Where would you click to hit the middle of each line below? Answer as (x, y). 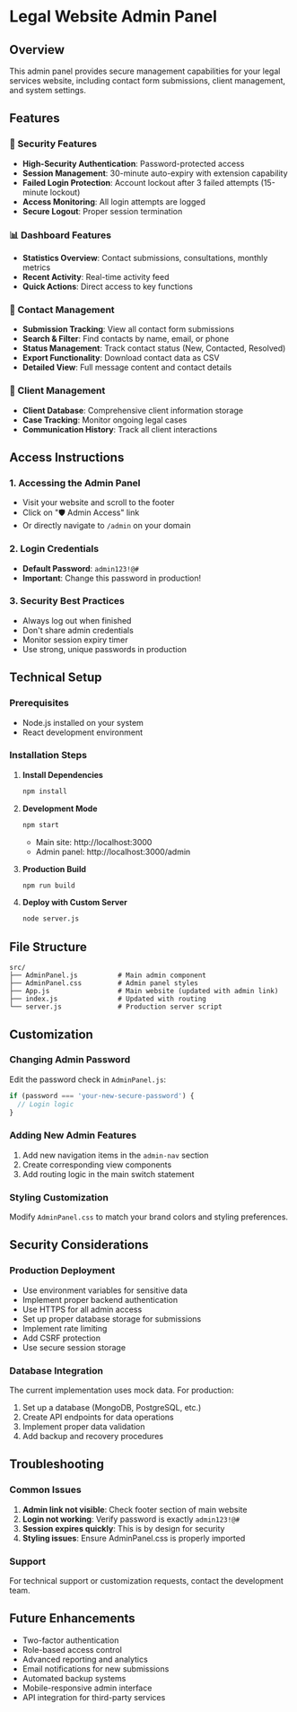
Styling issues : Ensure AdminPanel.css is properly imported (134, 1538)
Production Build (54, 869)
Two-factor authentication (70, 1640)
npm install (44, 791)
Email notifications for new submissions (96, 1668)
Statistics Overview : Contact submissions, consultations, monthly (145, 258)
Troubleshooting (57, 1464)
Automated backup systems (74, 1678)
